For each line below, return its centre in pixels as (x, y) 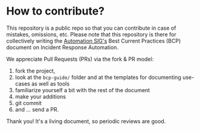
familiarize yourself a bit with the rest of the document (82, 90)
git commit (28, 103)
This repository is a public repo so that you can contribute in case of (91, 28)
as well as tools (50, 84)
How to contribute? (55, 11)
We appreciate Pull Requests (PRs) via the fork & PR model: (80, 59)
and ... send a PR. (37, 109)
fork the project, (35, 70)
